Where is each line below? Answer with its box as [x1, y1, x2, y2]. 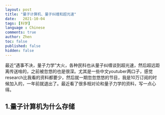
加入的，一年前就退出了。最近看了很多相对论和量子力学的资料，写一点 [9, 80, 152, 86]
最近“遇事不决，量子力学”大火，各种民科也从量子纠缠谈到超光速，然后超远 [5, 62, 156, 68]
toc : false [5, 39, 28, 44]
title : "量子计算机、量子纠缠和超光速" [5, 12, 76, 17]
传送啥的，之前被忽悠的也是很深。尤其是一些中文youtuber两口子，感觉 [9, 68, 153, 74]
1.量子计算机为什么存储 [5, 102, 75, 111]
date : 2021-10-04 [5, 16, 45, 21]
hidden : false [5, 48, 34, 53]
